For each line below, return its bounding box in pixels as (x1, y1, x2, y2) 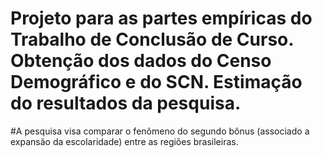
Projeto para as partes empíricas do (10, 7, 313, 30)
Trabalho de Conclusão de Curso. (10, 28, 294, 51)
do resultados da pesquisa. (10, 92, 242, 115)
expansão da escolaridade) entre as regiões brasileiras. (10, 135, 239, 147)
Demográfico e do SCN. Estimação (10, 71, 303, 94)
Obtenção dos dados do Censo (10, 50, 272, 72)
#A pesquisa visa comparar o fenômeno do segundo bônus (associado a (10, 125, 310, 137)
